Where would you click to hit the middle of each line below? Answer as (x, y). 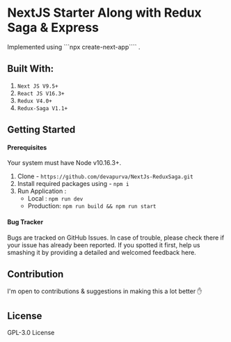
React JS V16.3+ (41, 93)
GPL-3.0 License (31, 333)
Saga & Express (53, 28)
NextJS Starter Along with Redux (104, 13)
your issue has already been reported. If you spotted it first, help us (104, 244)
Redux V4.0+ (34, 101)
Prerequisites (27, 147)
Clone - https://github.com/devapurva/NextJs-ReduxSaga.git (105, 176)
